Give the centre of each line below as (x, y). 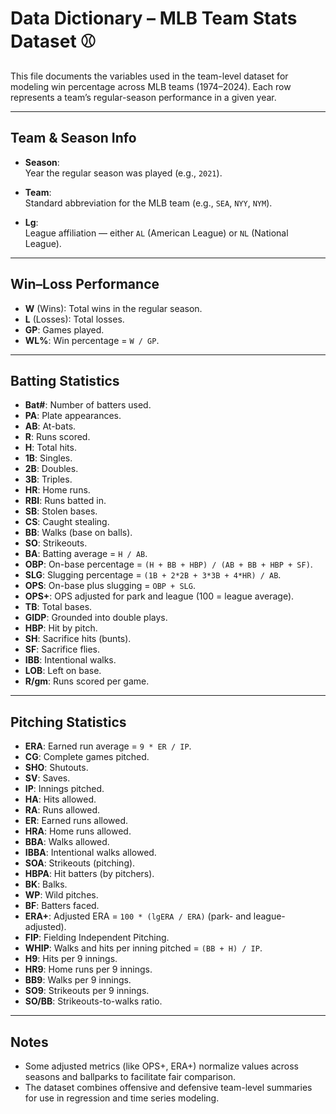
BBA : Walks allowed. (67, 842)
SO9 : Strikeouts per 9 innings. (87, 991)
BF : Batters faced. (62, 906)
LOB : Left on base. (63, 671)
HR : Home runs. (57, 490)
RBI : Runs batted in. (65, 501)
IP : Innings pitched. (64, 789)
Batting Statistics (65, 380)
